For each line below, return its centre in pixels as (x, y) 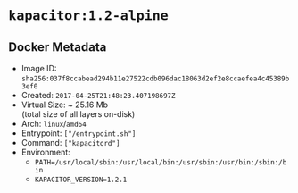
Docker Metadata (58, 47)
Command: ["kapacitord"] (70, 143)
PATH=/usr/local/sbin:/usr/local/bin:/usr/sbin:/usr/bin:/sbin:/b (161, 163)
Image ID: (39, 68)
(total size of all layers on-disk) (78, 114)
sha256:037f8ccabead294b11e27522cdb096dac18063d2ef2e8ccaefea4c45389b (155, 79)
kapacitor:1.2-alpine (88, 16)
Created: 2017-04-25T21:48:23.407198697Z (98, 95)
